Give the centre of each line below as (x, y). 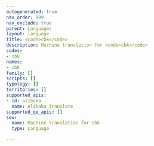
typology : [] (22, 84)
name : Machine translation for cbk (56, 123)
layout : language (28, 34)
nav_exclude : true (29, 23)
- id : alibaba (24, 101)
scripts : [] (21, 78)
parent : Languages (29, 28)
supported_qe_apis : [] (34, 112)
